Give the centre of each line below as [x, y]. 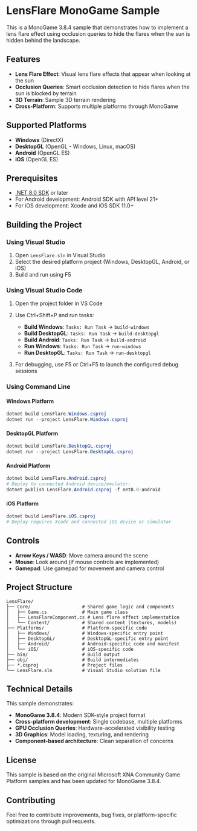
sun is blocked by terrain [46, 93]
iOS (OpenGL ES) [37, 159]
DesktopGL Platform [32, 433]
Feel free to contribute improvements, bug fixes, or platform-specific [92, 815]
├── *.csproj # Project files [64, 665]
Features [23, 59]
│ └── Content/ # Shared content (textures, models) [92, 622]
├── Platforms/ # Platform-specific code [77, 628]
